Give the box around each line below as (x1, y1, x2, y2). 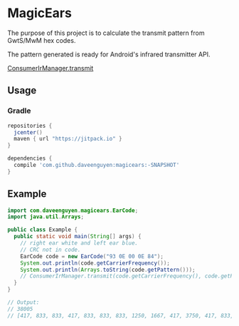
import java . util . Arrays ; (7, 213, 84, 220)
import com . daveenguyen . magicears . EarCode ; (7, 207, 139, 214)
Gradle (7, 106, 31, 116)
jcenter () (14, 128, 43, 136)
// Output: (7, 299, 40, 306)
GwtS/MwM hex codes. (7, 36, 76, 44)
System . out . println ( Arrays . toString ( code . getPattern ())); (20, 266, 196, 273)
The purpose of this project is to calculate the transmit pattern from (7, 29, 205, 37)
